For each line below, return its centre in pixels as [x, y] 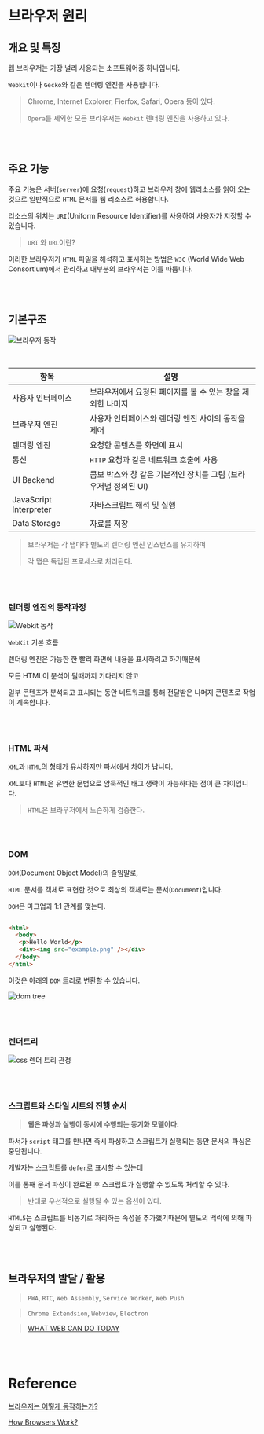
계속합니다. [33, 702]
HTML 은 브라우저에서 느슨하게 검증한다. [86, 810]
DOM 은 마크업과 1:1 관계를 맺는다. [57, 906]
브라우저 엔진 [35, 424]
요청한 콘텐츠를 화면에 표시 [136, 445]
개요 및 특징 [35, 48]
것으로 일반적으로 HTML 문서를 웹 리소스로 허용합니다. [88, 199]
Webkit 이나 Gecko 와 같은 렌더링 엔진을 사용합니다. [84, 85]
